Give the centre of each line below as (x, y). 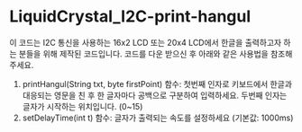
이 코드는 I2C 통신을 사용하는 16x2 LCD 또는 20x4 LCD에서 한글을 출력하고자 (146, 42)
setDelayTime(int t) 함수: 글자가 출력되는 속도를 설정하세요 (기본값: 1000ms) (158, 118)
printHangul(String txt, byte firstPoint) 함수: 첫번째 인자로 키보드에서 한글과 (157, 84)
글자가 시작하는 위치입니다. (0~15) (82, 106)
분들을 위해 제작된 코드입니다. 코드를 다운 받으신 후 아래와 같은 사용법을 (143, 53)
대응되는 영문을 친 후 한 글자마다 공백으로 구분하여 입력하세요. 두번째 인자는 (155, 95)
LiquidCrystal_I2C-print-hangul (130, 17)
